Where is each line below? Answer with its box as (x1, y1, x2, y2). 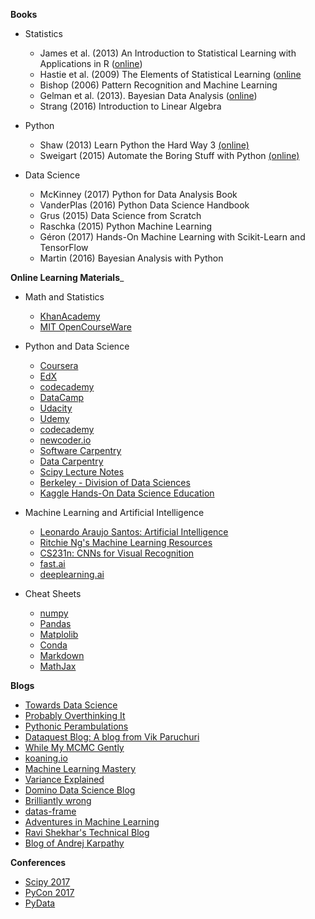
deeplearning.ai (39, 569, 105, 580)
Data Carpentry (39, 455, 104, 467)
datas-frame (24, 805, 77, 817)
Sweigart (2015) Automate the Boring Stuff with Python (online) (39, 150, 300, 161)
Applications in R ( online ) (39, 58, 143, 69)
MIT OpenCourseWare (39, 321, 132, 333)
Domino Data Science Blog (24, 784, 136, 796)
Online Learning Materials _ (10, 272, 125, 283)
